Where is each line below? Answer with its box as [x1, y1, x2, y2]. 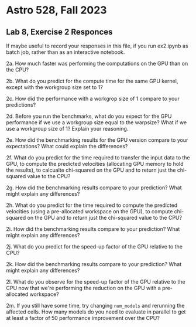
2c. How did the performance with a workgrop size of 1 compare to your [6, 95, 180, 102]
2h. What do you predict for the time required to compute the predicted [6, 202, 178, 209]
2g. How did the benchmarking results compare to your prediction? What [6, 184, 183, 191]
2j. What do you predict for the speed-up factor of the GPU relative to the [6, 243, 183, 250]
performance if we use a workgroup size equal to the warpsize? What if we [6, 119, 187, 126]
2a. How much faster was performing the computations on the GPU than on [6, 60, 188, 67]
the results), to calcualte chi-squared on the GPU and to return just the [6, 166, 176, 173]
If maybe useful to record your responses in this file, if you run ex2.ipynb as [6, 42, 188, 49]
